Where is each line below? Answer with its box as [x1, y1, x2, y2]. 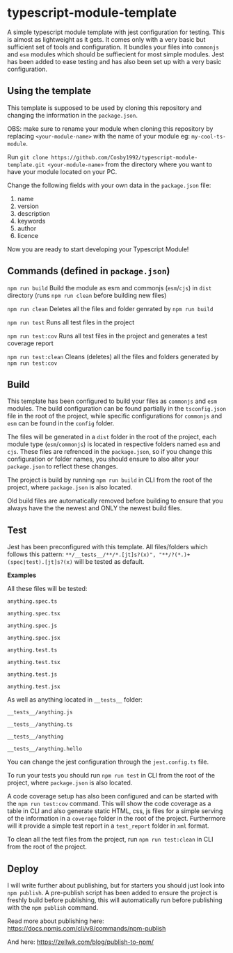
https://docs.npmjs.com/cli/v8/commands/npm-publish [7, 924, 166, 932]
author [17, 224, 37, 233]
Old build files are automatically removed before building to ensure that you [7, 496, 223, 505]
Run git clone [7, 152, 49, 161]
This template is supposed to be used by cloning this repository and [7, 103, 202, 112]
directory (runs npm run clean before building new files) [7, 291, 167, 299]
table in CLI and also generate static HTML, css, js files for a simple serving [7, 807, 223, 815]
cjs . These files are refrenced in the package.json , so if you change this [7, 448, 213, 456]
